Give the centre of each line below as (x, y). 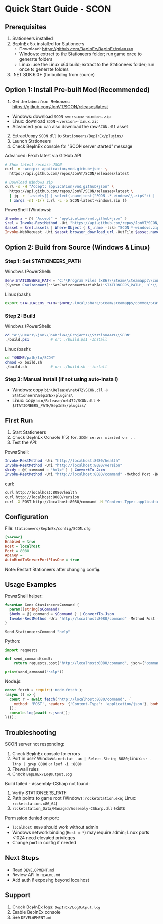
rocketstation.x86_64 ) (35, 803)
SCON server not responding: (35, 744)
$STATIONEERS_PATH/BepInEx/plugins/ (49, 406)
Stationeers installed (33, 38)
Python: (13, 641)
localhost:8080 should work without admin (55, 827)
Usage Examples (31, 584)
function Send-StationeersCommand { (42, 605)
